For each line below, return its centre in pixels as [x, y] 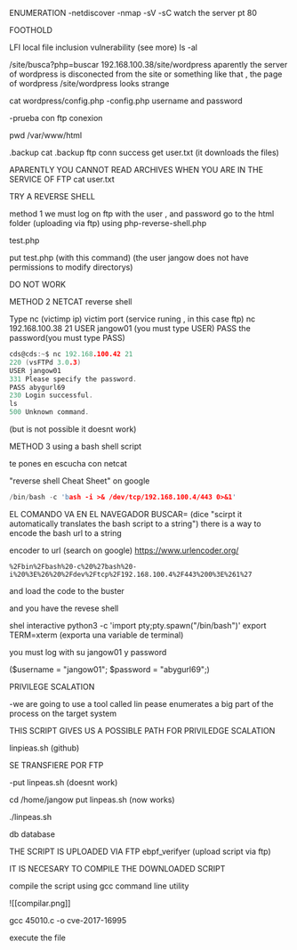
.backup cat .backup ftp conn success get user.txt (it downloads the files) [144, 152]
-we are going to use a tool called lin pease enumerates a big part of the [141, 703]
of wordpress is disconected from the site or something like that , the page [146, 74]
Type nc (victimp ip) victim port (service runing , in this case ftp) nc [132, 319]
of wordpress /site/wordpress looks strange [89, 83]
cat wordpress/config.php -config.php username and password [126, 101]
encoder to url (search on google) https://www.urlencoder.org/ [124, 550]
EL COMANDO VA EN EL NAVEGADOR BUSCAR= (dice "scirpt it [126, 514]
